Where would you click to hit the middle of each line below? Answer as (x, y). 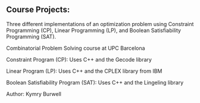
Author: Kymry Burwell (34, 94)
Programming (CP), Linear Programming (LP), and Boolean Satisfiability (94, 30)
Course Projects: (38, 10)
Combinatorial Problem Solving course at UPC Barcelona (76, 48)
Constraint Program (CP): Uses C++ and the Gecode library (79, 59)
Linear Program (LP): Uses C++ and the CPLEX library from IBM (84, 71)
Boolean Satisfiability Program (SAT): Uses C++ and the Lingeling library (95, 82)
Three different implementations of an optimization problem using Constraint (100, 24)
